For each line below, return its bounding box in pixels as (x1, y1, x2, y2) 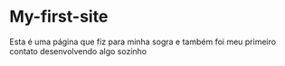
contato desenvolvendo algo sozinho (9, 45, 147, 56)
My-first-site (9, 6, 109, 27)
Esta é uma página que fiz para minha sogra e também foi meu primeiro (9, 36, 277, 47)
